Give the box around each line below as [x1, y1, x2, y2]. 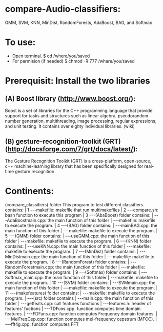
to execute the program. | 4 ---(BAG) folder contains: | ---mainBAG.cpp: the [5, 222, 158, 228]
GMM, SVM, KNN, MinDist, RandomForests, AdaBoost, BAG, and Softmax [5, 20, 152, 25]
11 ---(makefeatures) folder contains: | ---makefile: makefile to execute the [5, 290, 155, 296]
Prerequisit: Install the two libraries [5, 75, 150, 87]
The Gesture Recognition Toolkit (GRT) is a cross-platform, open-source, [5, 158, 152, 164]
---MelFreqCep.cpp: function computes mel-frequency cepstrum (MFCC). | [5, 316, 157, 322]
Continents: [5, 185, 54, 197]
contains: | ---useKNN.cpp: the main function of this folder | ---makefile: [5, 243, 151, 249]
